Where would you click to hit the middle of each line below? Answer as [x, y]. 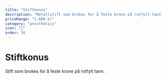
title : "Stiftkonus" [27, 10]
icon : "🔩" [15, 28]
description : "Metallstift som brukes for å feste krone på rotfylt [78, 14]
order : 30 [15, 33]
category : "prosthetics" [31, 24]
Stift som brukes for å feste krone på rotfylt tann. [55, 71]
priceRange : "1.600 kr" [30, 19]
